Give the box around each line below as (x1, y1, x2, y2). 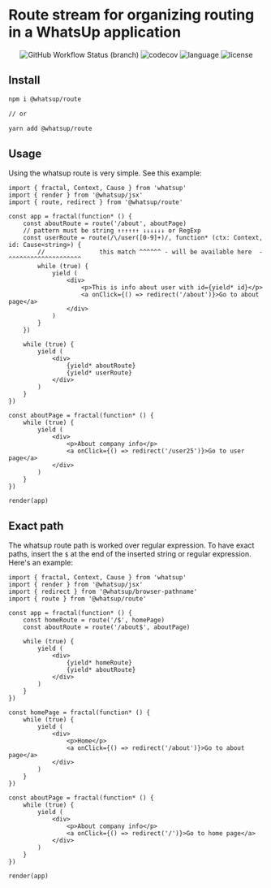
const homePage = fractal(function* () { (8, 708, 151, 717)
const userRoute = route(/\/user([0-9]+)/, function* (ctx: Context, (23, 234, 264, 242)
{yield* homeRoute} (66, 659, 132, 667)
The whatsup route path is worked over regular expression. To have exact (8, 540, 255, 550)
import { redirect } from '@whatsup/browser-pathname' (8, 587, 198, 596)
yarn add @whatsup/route (8, 124, 92, 132)
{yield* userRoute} (66, 369, 132, 377)
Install (8, 73, 41, 87)
